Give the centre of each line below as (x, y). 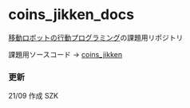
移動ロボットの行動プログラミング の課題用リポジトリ (96, 37)
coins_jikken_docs (71, 15)
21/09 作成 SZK (33, 96)
